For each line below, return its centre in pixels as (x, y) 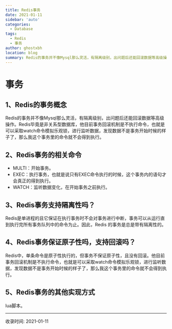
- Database (21, 29)
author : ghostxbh (24, 48)
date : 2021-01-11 (24, 15)
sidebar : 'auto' (23, 19)
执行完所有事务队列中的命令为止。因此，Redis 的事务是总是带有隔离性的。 (88, 225)
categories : (18, 24)
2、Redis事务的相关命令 (44, 155)
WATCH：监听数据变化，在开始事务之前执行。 (61, 187)
